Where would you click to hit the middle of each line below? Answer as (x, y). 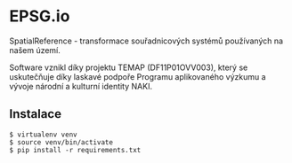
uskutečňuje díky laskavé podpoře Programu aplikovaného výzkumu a (138, 76)
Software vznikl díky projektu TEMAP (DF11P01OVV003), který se (129, 67)
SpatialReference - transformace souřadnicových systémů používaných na (146, 41)
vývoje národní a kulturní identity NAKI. (81, 86)
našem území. (35, 50)
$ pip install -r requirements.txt (75, 150)
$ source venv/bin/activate (61, 142)
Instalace (36, 114)
